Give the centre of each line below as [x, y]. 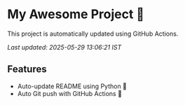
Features [27, 69]
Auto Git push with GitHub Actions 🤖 [70, 93]
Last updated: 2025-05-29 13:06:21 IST [64, 47]
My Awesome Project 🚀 [76, 14]
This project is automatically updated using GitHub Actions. [93, 34]
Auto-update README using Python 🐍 [72, 86]
